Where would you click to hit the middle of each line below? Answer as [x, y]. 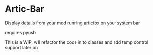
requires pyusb [20, 32]
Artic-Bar [25, 9]
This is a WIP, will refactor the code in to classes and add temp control [77, 42]
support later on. [22, 47]
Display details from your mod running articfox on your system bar [73, 23]
